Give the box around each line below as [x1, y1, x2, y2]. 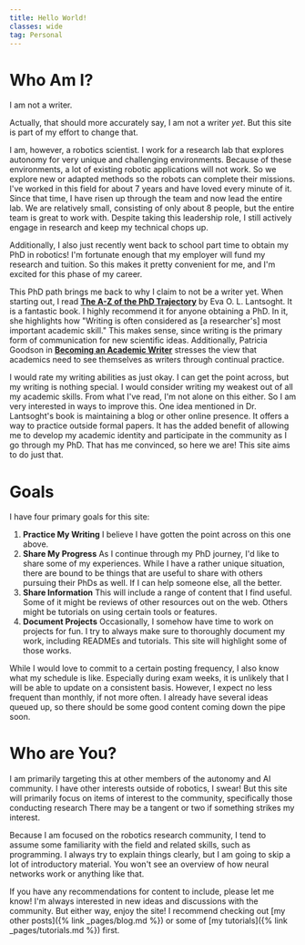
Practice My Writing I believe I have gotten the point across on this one [22, 529, 291, 540]
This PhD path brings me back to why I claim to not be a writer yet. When [9, 286, 284, 297]
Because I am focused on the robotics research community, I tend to [9, 830, 267, 841]
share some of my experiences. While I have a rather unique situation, [22, 558, 285, 570]
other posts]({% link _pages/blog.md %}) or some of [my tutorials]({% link [9, 915, 289, 926]
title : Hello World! [9, 13, 88, 23]
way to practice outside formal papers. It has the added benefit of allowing [9, 420, 290, 431]
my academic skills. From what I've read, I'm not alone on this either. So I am [9, 391, 297, 402]
